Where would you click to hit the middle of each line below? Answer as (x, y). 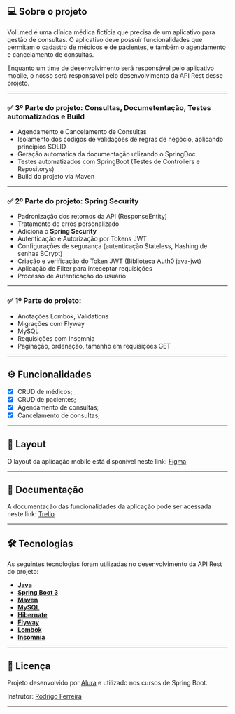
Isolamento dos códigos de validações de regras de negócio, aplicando (120, 140)
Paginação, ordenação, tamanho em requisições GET (94, 346)
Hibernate (32, 615)
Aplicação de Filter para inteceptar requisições (85, 269)
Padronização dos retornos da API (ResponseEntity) (92, 217)
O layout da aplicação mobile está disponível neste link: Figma (97, 461)
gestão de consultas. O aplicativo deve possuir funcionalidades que (105, 39)
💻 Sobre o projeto (47, 12)
